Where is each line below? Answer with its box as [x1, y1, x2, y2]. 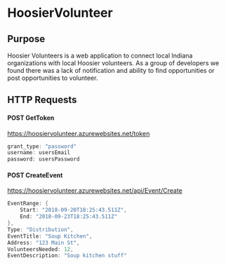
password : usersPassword [7, 156, 80, 163]
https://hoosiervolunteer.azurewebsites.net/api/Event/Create [7, 186, 182, 195]
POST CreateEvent [7, 170, 63, 179]
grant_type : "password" [7, 142, 77, 150]
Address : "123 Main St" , [7, 239, 80, 246]
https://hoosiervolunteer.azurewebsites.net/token [7, 129, 150, 137]
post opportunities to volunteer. [7, 74, 98, 82]
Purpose [7, 33, 46, 45]
